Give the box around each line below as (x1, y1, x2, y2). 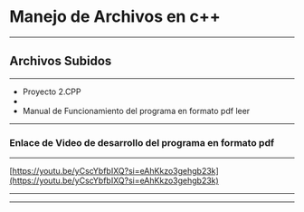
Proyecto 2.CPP (22, 86, 81, 97)
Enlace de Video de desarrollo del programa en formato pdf (9, 136, 274, 149)
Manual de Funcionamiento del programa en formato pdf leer (22, 105, 251, 116)
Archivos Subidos (9, 53, 112, 69)
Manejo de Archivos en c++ (9, 6, 221, 27)
